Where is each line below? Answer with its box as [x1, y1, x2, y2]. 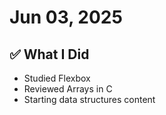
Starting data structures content [23, 94, 156, 105]
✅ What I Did [9, 46, 90, 63]
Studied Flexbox [23, 72, 91, 84]
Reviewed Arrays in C [23, 83, 113, 95]
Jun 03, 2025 [9, 6, 123, 29]
